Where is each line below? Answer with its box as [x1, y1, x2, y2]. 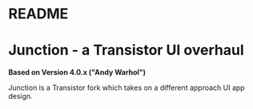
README [8, 5, 69, 23]
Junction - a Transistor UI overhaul [8, 41, 244, 60]
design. [8, 91, 34, 101]
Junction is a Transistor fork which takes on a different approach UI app [8, 83, 246, 92]
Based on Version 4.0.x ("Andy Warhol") [8, 68, 147, 77]
